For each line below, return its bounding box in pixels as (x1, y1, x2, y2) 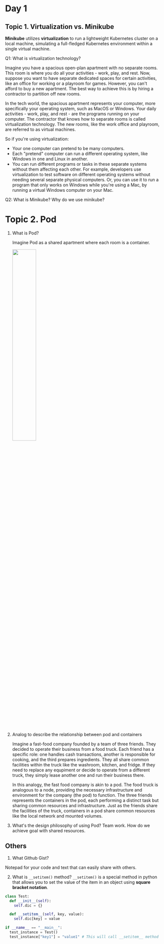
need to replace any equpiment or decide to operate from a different (12, 767, 150, 773)
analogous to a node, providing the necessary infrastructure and (12, 787, 142, 792)
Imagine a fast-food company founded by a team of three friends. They (12, 741, 156, 747)
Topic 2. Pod (5, 214, 57, 225)
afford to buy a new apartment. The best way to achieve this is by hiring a (5, 86, 154, 91)
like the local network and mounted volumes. (12, 813, 103, 819)
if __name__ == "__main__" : (5, 925, 63, 930)
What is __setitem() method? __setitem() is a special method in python (12, 874, 158, 880)
